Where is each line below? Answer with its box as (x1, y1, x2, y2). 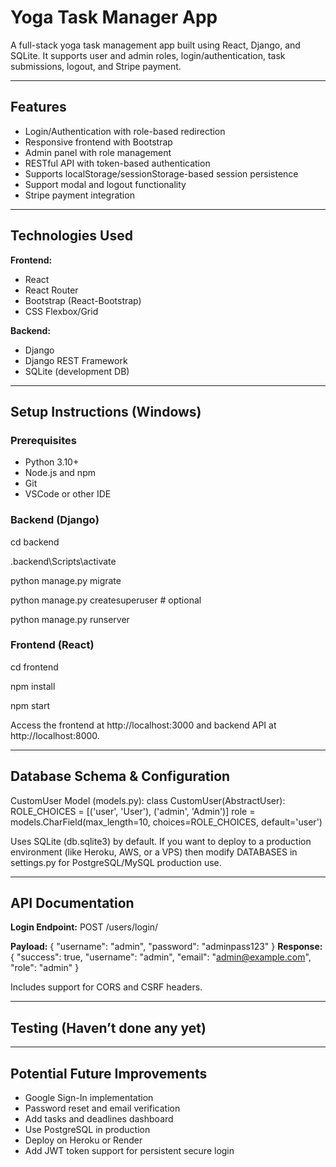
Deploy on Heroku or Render (24, 1134, 143, 1146)
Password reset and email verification (24, 1102, 181, 1115)
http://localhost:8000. (10, 729, 100, 741)
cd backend (10, 536, 60, 548)
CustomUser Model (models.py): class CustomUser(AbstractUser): (10, 794, 286, 806)
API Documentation (10, 895, 135, 912)
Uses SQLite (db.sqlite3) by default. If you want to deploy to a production (10, 835, 312, 847)
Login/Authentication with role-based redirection (24, 125, 226, 137)
